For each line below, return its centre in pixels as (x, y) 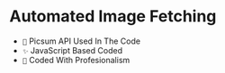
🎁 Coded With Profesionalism (76, 60)
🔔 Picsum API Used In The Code (81, 41)
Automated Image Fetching (113, 16)
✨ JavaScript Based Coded (72, 50)
